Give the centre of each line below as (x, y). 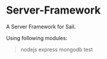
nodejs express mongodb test (56, 49)
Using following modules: (37, 38)
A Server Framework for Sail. (41, 27)
